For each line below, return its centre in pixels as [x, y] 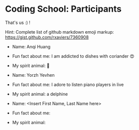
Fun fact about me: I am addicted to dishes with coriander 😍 [73, 56]
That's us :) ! [18, 22]
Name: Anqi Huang [31, 46]
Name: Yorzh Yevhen [33, 75]
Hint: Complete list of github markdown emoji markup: [59, 32]
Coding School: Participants [63, 9]
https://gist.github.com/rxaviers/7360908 [47, 37]
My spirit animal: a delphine [40, 94]
